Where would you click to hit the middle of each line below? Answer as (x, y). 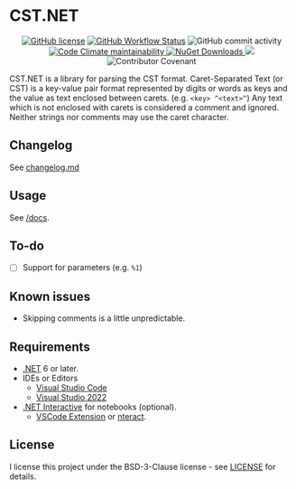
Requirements (50, 347)
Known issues (50, 296)
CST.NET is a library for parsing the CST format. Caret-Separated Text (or (147, 79)
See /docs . (29, 217)
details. (23, 476)
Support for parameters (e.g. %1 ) (82, 268)
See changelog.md (44, 167)
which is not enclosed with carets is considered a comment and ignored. (144, 107)
